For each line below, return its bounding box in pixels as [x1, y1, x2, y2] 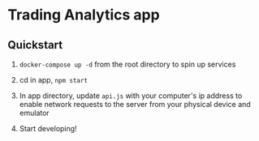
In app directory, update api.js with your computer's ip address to [19, 91, 243, 100]
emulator [19, 108, 50, 117]
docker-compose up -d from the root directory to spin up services [19, 59, 236, 69]
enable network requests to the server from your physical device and [19, 100, 251, 109]
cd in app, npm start [19, 75, 88, 84]
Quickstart [7, 38, 63, 52]
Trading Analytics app [7, 6, 160, 24]
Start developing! [19, 124, 78, 133]
